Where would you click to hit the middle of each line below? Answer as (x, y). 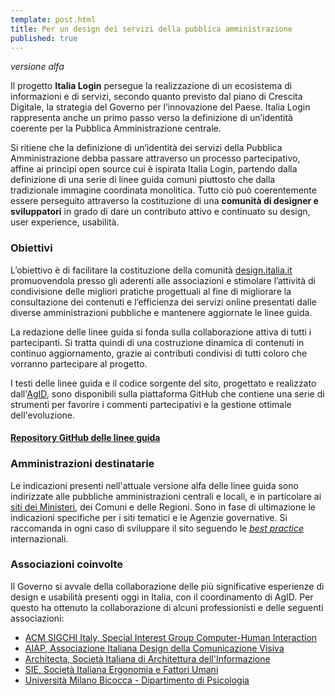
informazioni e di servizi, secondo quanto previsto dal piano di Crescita (156, 97)
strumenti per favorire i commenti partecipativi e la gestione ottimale (151, 404)
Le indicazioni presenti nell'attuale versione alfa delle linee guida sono (154, 485)
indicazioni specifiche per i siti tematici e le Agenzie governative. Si (149, 517)
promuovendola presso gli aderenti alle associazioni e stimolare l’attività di (163, 280)
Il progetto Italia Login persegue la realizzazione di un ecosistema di (151, 86)
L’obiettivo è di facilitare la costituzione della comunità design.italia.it (151, 270)
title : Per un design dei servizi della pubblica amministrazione (151, 29)
